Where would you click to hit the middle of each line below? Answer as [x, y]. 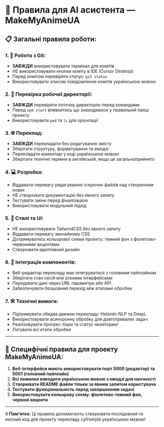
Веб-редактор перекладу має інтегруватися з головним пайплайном [84, 273]
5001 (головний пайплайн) [41, 374]
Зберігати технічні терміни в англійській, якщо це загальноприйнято [83, 159]
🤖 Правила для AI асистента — [70, 10]
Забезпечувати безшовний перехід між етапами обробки [72, 288]
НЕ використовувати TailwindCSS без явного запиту [66, 229]
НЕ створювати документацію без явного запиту [63, 195]
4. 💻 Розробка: [24, 172]
